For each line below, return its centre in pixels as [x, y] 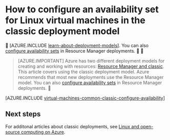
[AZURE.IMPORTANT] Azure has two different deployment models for [91, 61]
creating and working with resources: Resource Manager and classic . [91, 66]
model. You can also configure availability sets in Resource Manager [90, 83]
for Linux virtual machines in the [76, 20]
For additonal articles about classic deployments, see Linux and [72, 126]
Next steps [23, 114]
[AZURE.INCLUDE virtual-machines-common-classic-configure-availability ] [85, 98]
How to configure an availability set [82, 9]
